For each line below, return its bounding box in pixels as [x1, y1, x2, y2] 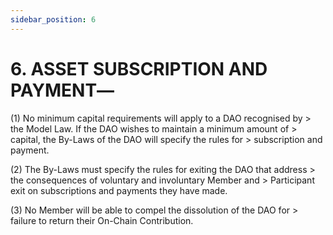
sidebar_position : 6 [10, 14, 97, 25]
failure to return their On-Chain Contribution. [10, 214, 194, 226]
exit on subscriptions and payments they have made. [10, 184, 228, 196]
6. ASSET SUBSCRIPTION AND [10, 57, 268, 80]
